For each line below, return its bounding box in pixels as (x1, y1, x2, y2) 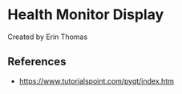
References (7, 55, 67, 69)
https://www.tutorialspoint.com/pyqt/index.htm (18, 76, 174, 85)
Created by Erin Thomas (7, 32, 88, 41)
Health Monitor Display (7, 6, 164, 24)
